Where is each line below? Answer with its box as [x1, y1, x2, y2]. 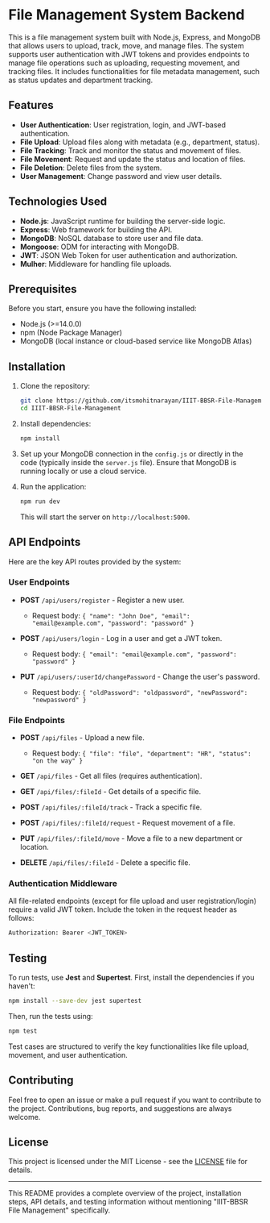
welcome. [8, 1112, 41, 1121]
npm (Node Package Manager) [19, 328, 123, 338]
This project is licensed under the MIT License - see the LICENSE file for [8, 1157, 247, 1167]
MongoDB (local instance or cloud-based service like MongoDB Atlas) [19, 336, 252, 346]
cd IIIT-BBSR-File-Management [19, 405, 122, 413]
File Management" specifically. [8, 1205, 111, 1215]
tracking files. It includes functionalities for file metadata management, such [8, 66, 260, 76]
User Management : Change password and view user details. [19, 171, 223, 181]
